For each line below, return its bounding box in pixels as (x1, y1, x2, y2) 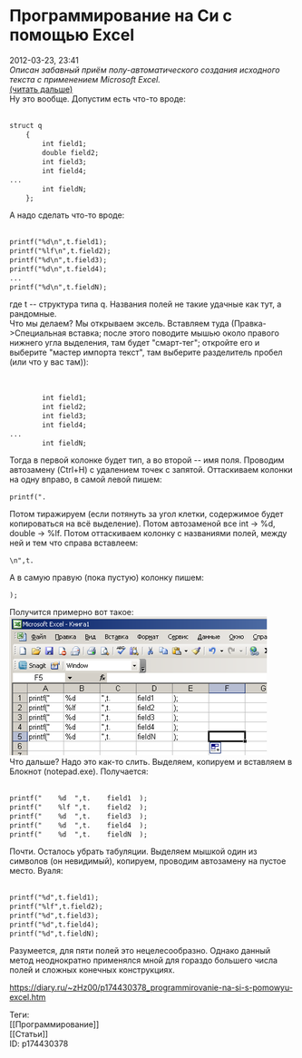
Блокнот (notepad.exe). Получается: (9, 766, 149, 777)
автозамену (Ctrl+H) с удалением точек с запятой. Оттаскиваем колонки (9, 464, 293, 475)
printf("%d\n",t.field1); (9, 237, 107, 246)
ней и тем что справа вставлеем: (9, 537, 139, 548)
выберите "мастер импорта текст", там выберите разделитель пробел (9, 347, 283, 358)
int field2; (42, 402, 88, 411)
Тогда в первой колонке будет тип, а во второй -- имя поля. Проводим (9, 455, 285, 465)
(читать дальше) (9, 83, 73, 94)
